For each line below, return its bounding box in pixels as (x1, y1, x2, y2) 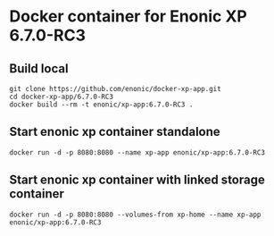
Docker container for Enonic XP (9, 6, 247, 27)
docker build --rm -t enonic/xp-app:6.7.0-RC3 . (9, 100, 194, 109)
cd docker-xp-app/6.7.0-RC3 (9, 92, 114, 101)
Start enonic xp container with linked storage (9, 173, 265, 188)
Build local (9, 61, 69, 76)
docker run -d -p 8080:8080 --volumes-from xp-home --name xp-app (9, 210, 262, 219)
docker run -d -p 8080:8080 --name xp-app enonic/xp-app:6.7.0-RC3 (9, 147, 266, 157)
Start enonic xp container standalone (9, 124, 220, 139)
